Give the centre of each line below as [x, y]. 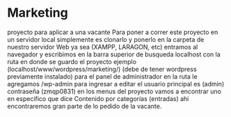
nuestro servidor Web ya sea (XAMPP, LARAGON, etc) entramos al [103, 47]
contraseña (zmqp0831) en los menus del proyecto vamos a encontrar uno [114, 91]
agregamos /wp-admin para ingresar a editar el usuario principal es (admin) [116, 84]
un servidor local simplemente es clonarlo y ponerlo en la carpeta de [106, 39]
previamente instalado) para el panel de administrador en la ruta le [102, 76]
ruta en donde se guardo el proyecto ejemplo [72, 61]
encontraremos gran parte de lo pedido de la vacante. [85, 106]
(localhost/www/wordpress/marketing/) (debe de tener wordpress [102, 69]
